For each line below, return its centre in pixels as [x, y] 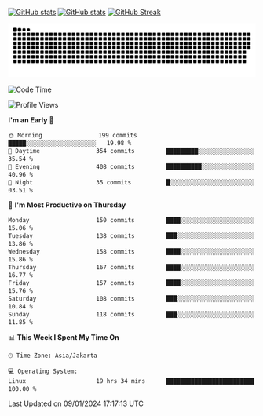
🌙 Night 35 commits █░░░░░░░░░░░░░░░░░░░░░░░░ [131, 182]
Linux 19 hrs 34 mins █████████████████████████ [131, 381]
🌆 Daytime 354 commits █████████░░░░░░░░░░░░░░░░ [131, 151]
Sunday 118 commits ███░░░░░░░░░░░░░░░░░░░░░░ [131, 314]
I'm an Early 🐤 [31, 120]
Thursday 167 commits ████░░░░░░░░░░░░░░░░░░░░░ [131, 267]
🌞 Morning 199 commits [73, 135]
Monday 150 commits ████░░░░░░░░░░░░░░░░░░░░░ [131, 220]
